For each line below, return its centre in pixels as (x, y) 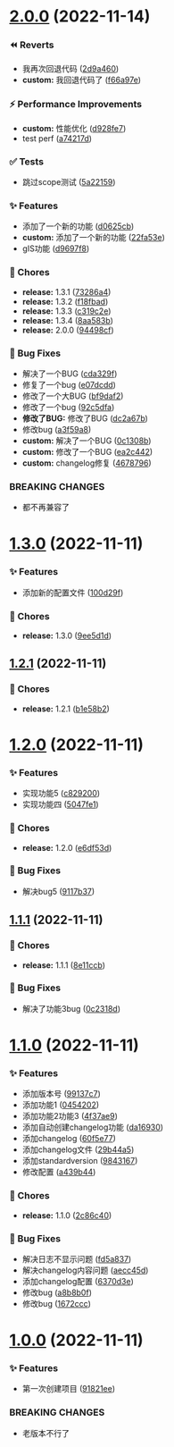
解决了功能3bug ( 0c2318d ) (71, 1008)
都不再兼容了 (46, 508)
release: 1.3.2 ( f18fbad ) (65, 301)
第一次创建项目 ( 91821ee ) (69, 1389)
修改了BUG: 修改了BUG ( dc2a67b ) (85, 418)
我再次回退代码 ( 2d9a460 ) (70, 69)
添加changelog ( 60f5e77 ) (69, 1139)
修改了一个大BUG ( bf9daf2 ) (73, 396)
